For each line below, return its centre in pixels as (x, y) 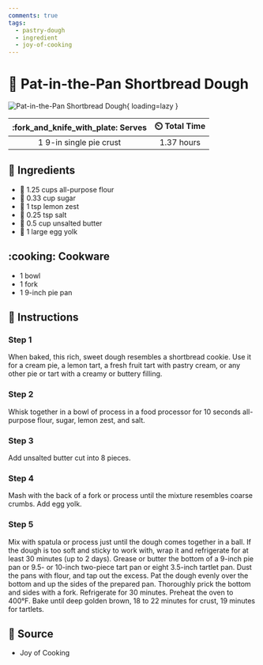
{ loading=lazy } (152, 106)
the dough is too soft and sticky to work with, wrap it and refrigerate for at (128, 550)
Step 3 (21, 440)
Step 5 (21, 525)
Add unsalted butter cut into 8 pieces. (70, 458)
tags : (17, 23)
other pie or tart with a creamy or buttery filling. (85, 374)
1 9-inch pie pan (46, 292)
